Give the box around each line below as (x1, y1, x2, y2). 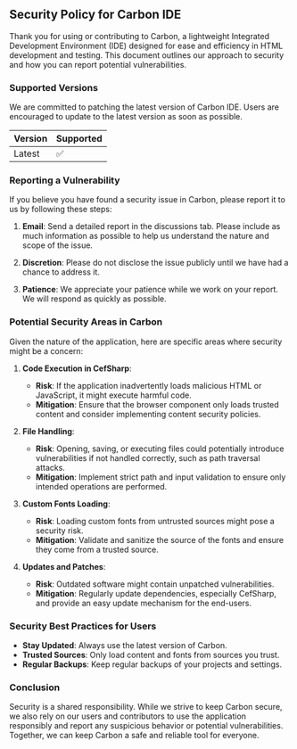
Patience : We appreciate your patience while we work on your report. (21, 284, 279, 295)
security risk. (35, 525, 84, 536)
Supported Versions (9, 81, 98, 94)
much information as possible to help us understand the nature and (21, 231, 269, 242)
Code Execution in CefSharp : (21, 363, 132, 374)
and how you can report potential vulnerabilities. (9, 59, 187, 70)
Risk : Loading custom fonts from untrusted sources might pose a (35, 515, 275, 526)
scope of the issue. (21, 240, 94, 251)
